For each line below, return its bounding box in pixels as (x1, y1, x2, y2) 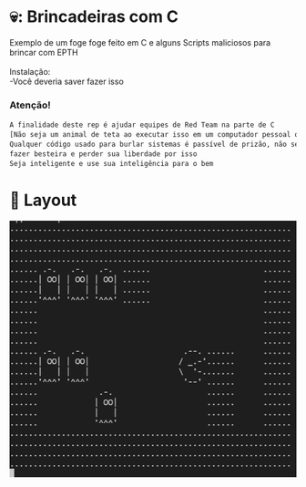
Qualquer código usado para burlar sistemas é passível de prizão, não (9, 140, 287, 149)
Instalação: (9, 66, 51, 77)
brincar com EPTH (9, 47, 79, 57)
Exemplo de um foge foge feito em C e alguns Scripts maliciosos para (9, 36, 271, 47)
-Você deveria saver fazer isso (9, 76, 125, 87)
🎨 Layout (9, 190, 77, 211)
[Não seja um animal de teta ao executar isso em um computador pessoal (9, 130, 291, 140)
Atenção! (9, 98, 52, 111)
